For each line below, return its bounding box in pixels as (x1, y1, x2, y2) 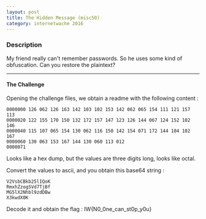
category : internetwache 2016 (6, 20, 84, 26)
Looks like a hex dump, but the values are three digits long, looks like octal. (6, 155, 196, 162)
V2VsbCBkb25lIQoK (6, 179, 51, 185)
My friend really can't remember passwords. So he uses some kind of (6, 55, 183, 62)
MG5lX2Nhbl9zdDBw (6, 189, 51, 195)
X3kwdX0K (6, 194, 29, 201)
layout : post (6, 9, 40, 15)
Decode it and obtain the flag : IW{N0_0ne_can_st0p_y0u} (6, 205, 152, 212)
